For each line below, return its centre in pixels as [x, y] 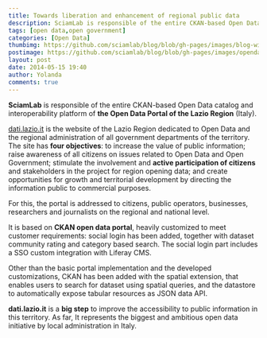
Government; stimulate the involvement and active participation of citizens [132, 162]
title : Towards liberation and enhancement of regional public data [124, 16]
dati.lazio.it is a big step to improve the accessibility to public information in [133, 309]
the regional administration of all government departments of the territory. [129, 137]
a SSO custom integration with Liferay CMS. [80, 252]
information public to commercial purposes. [79, 188]
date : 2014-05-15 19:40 [48, 68]
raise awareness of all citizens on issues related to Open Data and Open [126, 154]
